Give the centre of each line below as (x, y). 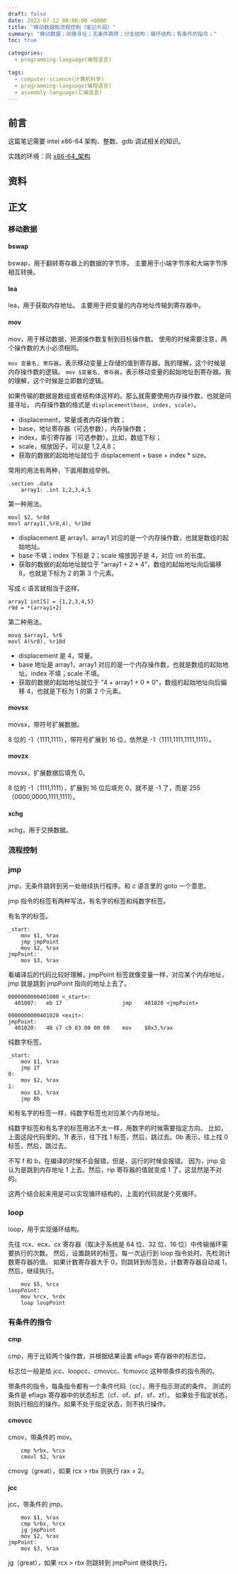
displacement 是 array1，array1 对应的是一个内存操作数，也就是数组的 (120, 537)
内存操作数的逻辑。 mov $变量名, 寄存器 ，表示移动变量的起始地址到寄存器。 (117, 372)
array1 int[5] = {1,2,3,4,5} (51, 601)
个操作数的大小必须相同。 (45, 348)
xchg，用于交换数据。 (40, 830)
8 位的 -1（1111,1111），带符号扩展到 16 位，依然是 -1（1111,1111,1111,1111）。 (112, 739)
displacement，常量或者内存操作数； (72, 419)
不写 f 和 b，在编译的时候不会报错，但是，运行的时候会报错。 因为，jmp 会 (117, 1161)
